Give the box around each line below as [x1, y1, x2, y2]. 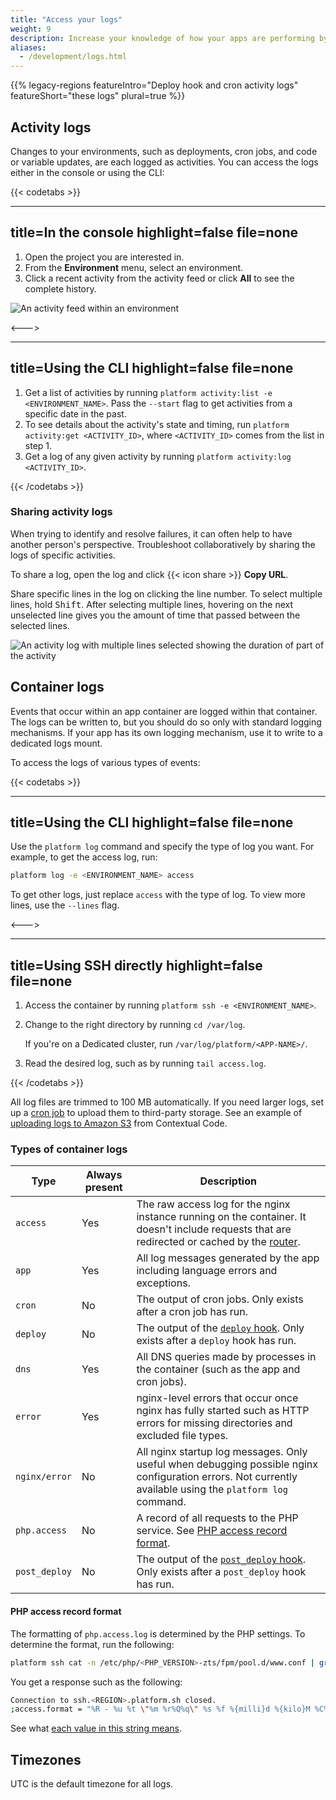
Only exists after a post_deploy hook [136, 1565, 307, 1579]
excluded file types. [136, 1429, 229, 1443]
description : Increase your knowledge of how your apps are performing [10, 33, 315, 43]
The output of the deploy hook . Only [136, 1321, 305, 1335]
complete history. [24, 282, 97, 295]
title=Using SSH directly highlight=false [10, 957, 263, 974]
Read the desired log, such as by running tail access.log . [24, 1057, 267, 1070]
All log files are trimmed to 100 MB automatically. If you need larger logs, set [10, 1096, 324, 1108]
